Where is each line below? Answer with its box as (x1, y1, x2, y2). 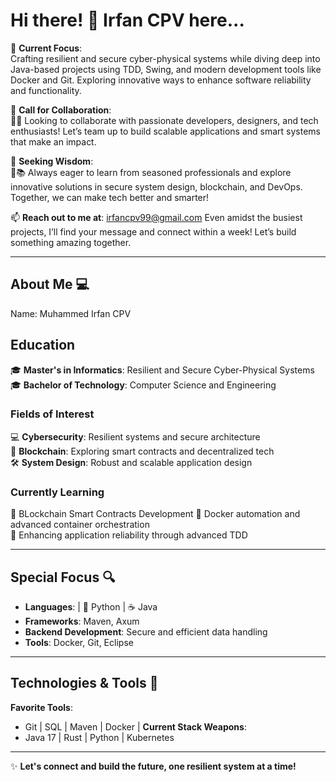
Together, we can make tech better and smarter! (10, 191, 210, 203)
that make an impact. (10, 135, 97, 148)
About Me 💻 (10, 276, 90, 293)
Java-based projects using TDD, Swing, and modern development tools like (10, 63, 322, 75)
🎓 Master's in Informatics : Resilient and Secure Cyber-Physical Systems (10, 364, 315, 376)
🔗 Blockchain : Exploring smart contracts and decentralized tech (10, 445, 275, 457)
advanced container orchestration (10, 519, 150, 531)
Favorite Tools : (10, 701, 73, 713)
